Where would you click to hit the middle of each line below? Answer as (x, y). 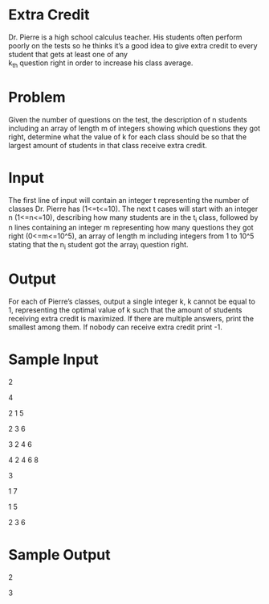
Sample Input (53, 360)
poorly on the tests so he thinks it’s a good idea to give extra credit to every (133, 45)
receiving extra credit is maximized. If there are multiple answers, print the (131, 319)
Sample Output (59, 555)
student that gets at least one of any (68, 54)
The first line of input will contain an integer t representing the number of (128, 200)
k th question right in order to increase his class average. (101, 64)
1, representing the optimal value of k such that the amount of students (125, 310)
